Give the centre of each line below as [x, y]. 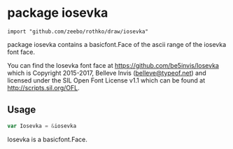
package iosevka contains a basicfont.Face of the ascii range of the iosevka [117, 44]
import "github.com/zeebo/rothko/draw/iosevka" [78, 31]
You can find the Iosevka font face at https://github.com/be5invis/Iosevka [113, 65]
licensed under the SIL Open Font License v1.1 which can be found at [106, 80]
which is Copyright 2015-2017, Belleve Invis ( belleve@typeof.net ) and [107, 73]
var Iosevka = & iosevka [42, 126]
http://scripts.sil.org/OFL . [43, 87]
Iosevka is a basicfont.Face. [47, 139]
